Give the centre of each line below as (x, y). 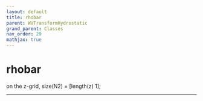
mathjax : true (24, 40)
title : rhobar (24, 17)
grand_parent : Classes (35, 29)
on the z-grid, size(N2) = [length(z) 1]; (53, 86)
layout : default (27, 12)
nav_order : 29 (24, 34)
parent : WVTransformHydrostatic (47, 23)
